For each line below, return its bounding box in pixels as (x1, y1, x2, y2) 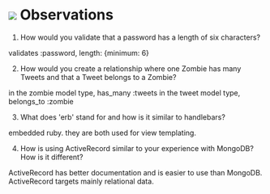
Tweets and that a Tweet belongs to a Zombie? (19, 72, 177, 82)
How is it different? (19, 152, 84, 162)
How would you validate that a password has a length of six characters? (19, 32, 261, 42)
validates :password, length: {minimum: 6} (8, 48, 150, 57)
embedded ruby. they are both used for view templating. (8, 128, 197, 137)
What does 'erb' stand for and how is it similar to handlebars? (19, 112, 225, 122)
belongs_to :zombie (8, 96, 75, 106)
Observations (19, 6, 114, 24)
